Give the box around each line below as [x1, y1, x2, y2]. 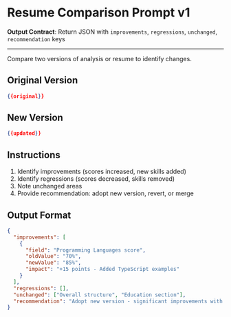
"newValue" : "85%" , [25, 259, 81, 266]
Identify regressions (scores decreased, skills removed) [16, 175, 175, 183]
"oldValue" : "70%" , [25, 253, 81, 260]
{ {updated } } [7, 130, 41, 137]
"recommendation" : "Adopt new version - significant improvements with [13, 298, 223, 305]
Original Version [7, 74, 78, 87]
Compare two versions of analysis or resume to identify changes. [7, 54, 192, 63]
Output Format [7, 209, 71, 221]
